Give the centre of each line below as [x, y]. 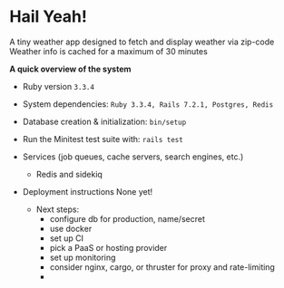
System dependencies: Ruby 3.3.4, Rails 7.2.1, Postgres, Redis [148, 104]
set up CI [67, 238]
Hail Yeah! [49, 17]
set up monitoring [83, 257]
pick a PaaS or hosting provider [108, 247]
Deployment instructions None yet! [88, 191]
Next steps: [58, 209]
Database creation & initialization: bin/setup [104, 121]
